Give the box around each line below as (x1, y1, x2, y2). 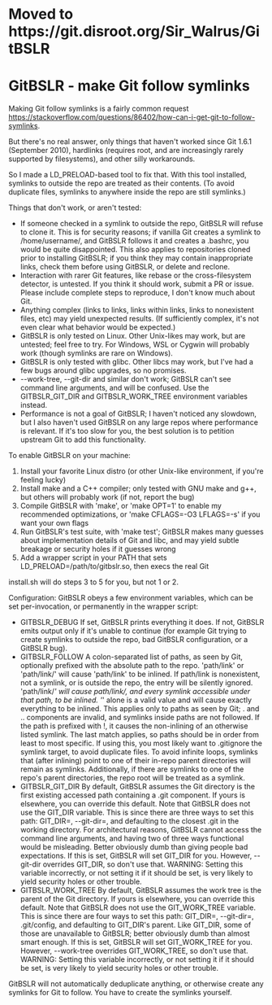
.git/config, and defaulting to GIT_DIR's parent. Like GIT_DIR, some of (19, 920, 252, 930)
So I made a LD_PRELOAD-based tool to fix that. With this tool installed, (8, 170, 247, 180)
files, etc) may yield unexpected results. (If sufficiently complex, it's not (19, 314, 260, 324)
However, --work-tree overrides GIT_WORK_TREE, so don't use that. (19, 946, 249, 956)
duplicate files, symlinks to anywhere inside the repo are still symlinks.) (8, 187, 246, 197)
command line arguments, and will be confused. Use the (19, 383, 209, 393)
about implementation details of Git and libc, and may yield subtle (19, 535, 240, 545)
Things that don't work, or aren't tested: (8, 203, 142, 212)
